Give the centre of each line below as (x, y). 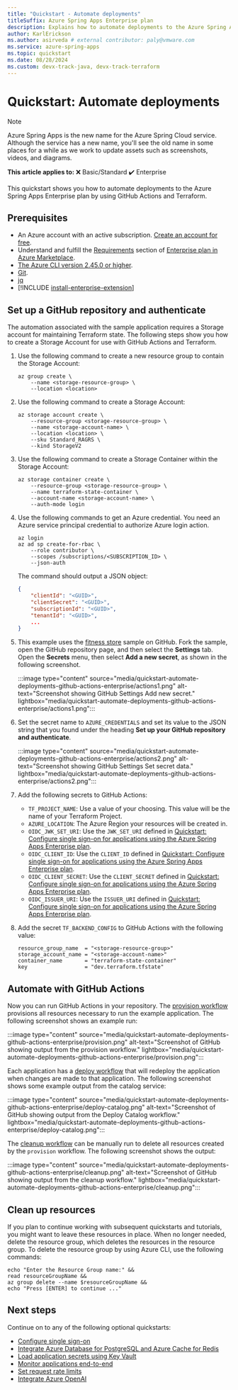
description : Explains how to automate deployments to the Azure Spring (117, 27)
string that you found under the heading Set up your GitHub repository (121, 730)
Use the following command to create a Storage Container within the (118, 459)
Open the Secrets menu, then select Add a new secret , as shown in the (122, 657)
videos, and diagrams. (40, 157)
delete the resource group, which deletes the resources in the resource (111, 1242)
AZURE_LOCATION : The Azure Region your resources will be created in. (128, 824)
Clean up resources (51, 1210)
